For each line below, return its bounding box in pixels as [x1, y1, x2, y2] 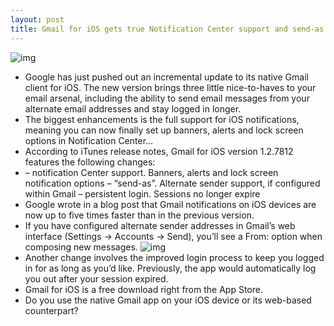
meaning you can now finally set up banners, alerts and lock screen [24, 124, 304, 136]
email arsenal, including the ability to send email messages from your [24, 92, 310, 104]
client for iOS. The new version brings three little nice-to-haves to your [24, 81, 317, 93]
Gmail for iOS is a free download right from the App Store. [24, 283, 263, 295]
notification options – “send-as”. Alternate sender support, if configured [24, 177, 321, 189]
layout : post [10, 14, 65, 25]
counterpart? [24, 304, 79, 316]
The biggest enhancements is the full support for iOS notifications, [24, 113, 300, 125]
